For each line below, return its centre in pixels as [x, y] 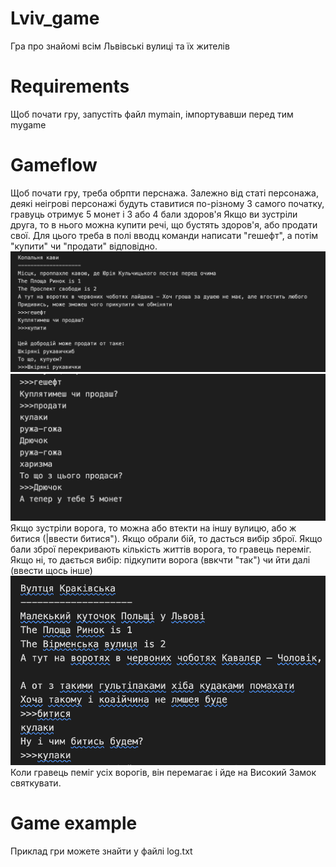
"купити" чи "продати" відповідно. [84, 246]
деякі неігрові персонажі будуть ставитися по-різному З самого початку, [167, 203]
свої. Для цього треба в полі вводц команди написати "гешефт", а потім [164, 235]
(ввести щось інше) [51, 570]
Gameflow [54, 165]
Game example [74, 823]
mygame [28, 124]
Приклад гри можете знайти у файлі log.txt [101, 851]
